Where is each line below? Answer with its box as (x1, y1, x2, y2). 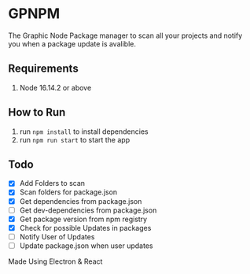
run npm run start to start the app (19, 135, 131, 144)
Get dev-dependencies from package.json (19, 205, 157, 215)
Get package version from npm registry (19, 214, 148, 224)
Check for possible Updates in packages (19, 223, 152, 232)
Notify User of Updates (19, 231, 95, 241)
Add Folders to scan (19, 179, 85, 188)
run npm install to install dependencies (19, 127, 149, 136)
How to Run (8, 106, 66, 119)
